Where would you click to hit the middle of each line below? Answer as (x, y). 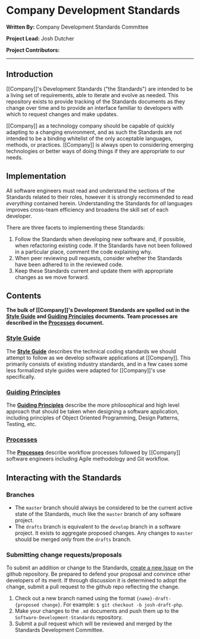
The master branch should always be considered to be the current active (104, 507)
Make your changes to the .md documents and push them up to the (97, 611)
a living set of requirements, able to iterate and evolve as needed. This (92, 95)
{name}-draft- (154, 599)
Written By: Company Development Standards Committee (77, 27)
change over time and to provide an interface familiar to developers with (95, 107)
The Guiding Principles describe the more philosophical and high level (93, 405)
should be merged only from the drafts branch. (73, 539)
